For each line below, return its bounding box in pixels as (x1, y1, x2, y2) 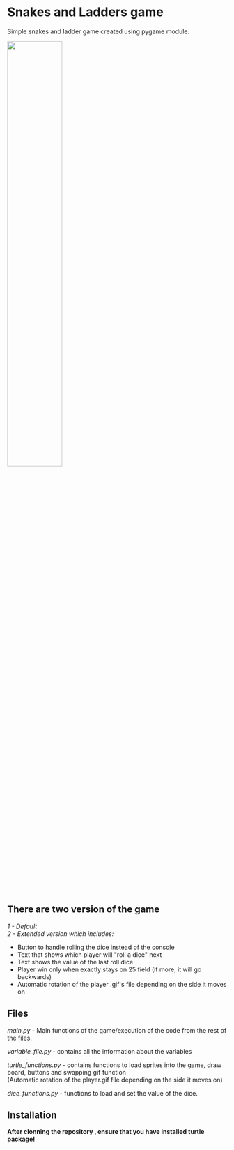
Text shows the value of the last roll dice (17, 958, 134, 966)
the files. (7, 1034, 33, 1042)
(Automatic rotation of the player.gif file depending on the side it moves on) (7, 1075, 223, 1084)
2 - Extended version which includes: (7, 929, 114, 938)
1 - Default (7, 922, 38, 930)
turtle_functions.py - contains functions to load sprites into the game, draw (7, 1061, 222, 1069)
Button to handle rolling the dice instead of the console (17, 943, 175, 951)
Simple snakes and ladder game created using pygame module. (7, 27, 190, 36)
